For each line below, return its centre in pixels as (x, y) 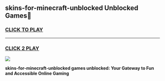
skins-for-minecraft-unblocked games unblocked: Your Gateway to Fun (80, 68)
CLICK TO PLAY (24, 30)
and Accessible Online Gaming (37, 73)
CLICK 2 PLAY (22, 48)
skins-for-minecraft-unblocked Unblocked (72, 8)
